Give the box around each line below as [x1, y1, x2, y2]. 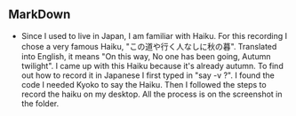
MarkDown [8, 7, 71, 22]
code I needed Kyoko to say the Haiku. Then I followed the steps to [20, 79, 268, 89]
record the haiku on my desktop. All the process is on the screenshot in [20, 89, 283, 99]
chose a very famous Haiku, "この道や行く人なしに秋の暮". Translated [20, 41, 277, 51]
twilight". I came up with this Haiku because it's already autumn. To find [20, 60, 284, 71]
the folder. [20, 97, 60, 109]
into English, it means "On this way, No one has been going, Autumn [20, 50, 271, 61]
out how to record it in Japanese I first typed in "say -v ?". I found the [20, 70, 275, 81]
